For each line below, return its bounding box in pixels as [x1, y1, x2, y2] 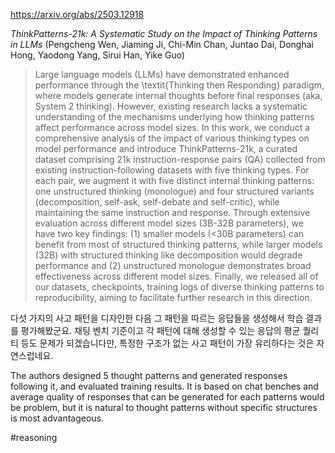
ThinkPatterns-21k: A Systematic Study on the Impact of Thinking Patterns [10, 28, 318, 39]
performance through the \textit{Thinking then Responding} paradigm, [34, 79, 325, 91]
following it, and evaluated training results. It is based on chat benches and [10, 380, 319, 392]
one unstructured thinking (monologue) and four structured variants [34, 185, 315, 197]
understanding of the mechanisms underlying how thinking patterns [34, 111, 315, 123]
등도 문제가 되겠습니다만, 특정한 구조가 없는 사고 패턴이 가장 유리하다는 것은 [20, 337, 315, 349]
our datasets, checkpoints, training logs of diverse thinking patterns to [34, 281, 325, 293]
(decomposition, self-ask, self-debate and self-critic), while [34, 196, 280, 208]
